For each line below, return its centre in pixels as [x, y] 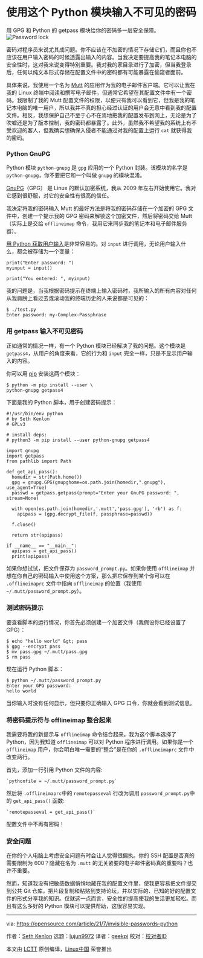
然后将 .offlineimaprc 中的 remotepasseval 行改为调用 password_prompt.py [98, 793]
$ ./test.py [21, 310]
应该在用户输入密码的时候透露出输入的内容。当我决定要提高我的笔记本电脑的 [101, 57]
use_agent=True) [27, 487]
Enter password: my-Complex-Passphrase [56, 315]
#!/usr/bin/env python [35, 414]
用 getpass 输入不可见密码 [45, 331]
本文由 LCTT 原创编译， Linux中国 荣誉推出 [59, 949]
